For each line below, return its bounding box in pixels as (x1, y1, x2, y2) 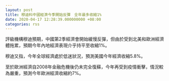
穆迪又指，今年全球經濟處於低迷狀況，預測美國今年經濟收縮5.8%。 (5, 53, 146, 59)
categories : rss (5, 21, 40, 27)
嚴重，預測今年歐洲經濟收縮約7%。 (9, 70, 84, 76)
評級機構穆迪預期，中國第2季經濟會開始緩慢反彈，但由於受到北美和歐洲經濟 (5, 36, 164, 42)
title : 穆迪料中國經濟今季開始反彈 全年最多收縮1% (5, 12, 102, 17)
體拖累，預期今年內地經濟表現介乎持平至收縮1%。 (5, 43, 110, 49)
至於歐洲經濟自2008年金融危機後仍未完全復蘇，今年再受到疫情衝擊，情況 (5, 64, 159, 70)
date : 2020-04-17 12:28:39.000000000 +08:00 (5, 17, 101, 22)
